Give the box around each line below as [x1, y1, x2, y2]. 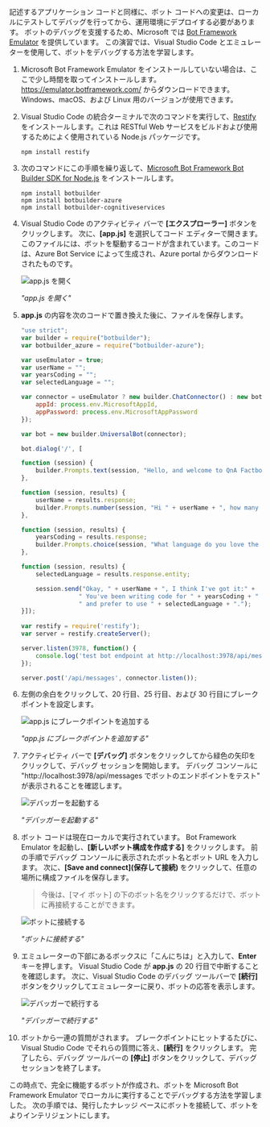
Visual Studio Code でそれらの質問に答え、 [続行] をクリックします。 [20, 1043, 248, 1053]
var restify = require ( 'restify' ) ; [20, 622, 141, 630]
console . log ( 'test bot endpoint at [35, 651, 155, 659]
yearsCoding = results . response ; [35, 533, 148, 542]
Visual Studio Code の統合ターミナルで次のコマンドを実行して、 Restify [20, 112, 256, 121]
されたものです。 [20, 259, 77, 268]
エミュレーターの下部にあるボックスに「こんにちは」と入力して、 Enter [20, 951, 257, 961]
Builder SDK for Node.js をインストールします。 [20, 173, 178, 183]
